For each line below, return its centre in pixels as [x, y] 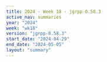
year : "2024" [22, 22]
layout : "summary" [29, 50]
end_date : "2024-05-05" [35, 45]
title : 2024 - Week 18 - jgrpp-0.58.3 [53, 12]
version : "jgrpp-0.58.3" [36, 34]
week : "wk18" [22, 28]
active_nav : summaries [34, 17]
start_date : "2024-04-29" [38, 39]
